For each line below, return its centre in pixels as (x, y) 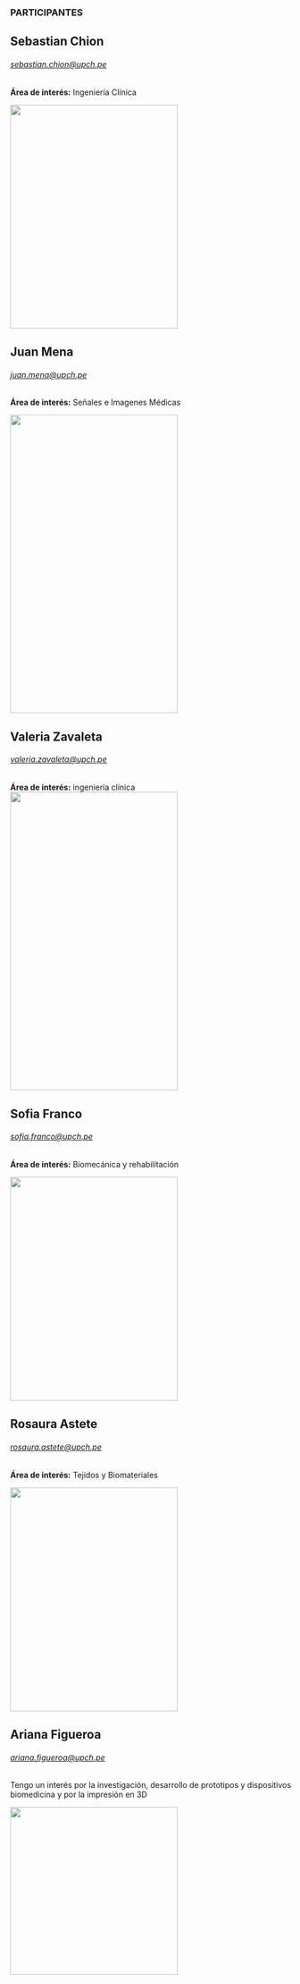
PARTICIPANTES (46, 13)
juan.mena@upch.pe (49, 374)
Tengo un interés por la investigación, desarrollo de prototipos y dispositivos (151, 1785)
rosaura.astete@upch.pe (56, 1447)
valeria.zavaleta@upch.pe (58, 759)
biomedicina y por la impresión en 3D (79, 1795)
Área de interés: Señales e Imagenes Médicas (96, 402)
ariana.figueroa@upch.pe (58, 1757)
